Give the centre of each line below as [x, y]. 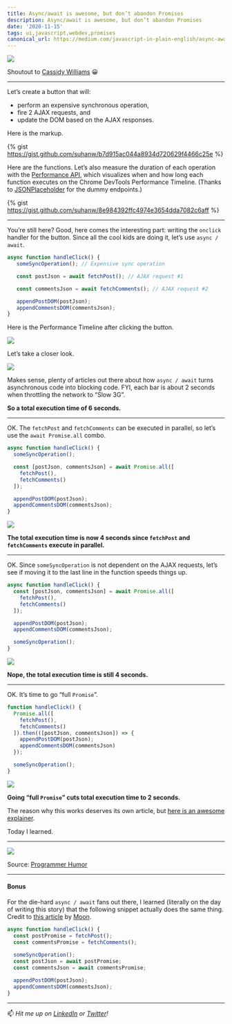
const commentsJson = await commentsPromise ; [80, 968]
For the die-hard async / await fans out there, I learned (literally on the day [114, 902]
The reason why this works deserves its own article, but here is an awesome [116, 810]
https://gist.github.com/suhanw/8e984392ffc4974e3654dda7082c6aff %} [113, 210]
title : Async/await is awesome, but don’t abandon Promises [96, 13]
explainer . [21, 818]
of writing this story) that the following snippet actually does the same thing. [115, 909]
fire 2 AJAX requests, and [54, 113]
